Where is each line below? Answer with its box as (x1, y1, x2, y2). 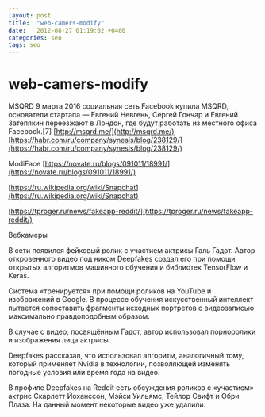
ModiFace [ (8, 159, 45, 169)
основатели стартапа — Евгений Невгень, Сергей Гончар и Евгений (8, 110, 239, 120)
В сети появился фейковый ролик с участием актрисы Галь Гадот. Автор (8, 246, 255, 255)
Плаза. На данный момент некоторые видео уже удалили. (8, 400, 206, 409)
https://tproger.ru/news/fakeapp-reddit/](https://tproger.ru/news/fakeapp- (10, 207, 254, 216)
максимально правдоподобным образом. (8, 312, 151, 321)
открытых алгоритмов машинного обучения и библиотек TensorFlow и (8, 262, 248, 272)
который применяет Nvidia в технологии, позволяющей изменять (8, 359, 231, 369)
